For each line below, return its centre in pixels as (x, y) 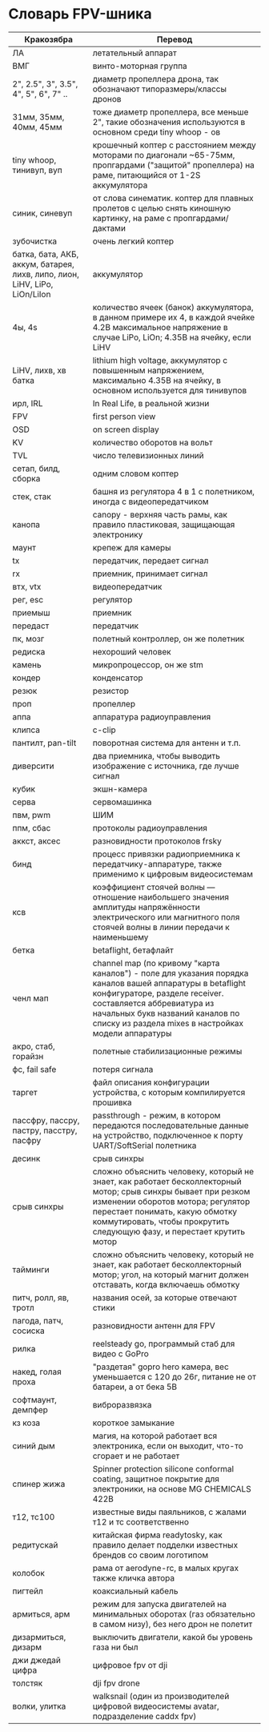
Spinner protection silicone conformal (163, 1468)
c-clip (104, 730)
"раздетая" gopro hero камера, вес (161, 1367)
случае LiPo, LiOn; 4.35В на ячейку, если (172, 337)
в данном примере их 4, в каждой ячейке (174, 317)
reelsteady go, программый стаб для (164, 1343)
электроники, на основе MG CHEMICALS (172, 1488)
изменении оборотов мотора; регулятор (171, 1201)
